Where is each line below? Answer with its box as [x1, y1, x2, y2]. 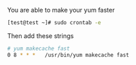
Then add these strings [7, 31, 75, 40]
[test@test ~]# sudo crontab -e [7, 19, 101, 26]
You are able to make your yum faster [7, 6, 115, 14]
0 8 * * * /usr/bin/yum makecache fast [7, 51, 130, 58]
